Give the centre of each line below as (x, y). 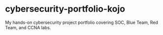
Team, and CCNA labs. (28, 27)
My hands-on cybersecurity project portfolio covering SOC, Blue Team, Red (82, 22)
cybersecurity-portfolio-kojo (65, 9)
